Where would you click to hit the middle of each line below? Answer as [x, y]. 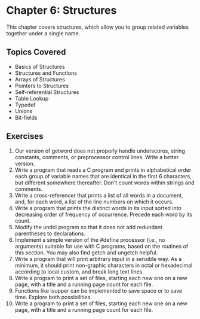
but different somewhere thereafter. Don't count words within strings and [105, 183]
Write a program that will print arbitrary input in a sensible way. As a [98, 259]
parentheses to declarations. [50, 233]
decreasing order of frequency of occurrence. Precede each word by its [104, 214]
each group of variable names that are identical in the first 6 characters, [103, 176]
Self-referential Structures [47, 92]
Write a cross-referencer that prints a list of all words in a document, [99, 195]
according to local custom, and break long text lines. [79, 271]
